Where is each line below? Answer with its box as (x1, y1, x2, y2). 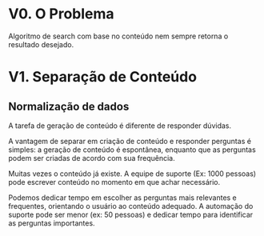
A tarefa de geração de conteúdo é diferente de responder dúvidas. (8, 121, 232, 130)
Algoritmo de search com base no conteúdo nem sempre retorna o (8, 31, 229, 41)
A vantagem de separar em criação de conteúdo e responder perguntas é (8, 136, 252, 146)
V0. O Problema (8, 5, 114, 23)
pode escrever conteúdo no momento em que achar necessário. (8, 177, 221, 186)
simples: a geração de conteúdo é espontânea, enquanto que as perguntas (8, 145, 256, 154)
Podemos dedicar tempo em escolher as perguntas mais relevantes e (8, 193, 238, 202)
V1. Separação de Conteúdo (8, 68, 198, 86)
